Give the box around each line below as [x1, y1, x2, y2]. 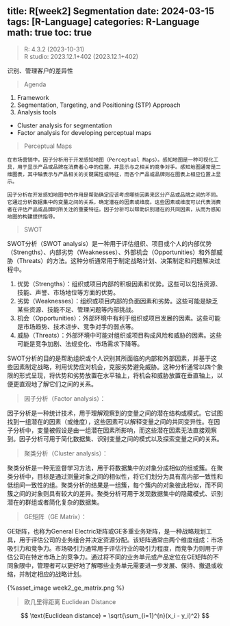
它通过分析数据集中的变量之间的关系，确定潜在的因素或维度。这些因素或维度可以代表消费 [7, 199, 221, 205]
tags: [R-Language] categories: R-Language [7, 16, 200, 28]
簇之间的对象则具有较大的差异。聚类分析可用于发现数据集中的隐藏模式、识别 [7, 489, 223, 497]
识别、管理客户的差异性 [7, 66, 73, 75]
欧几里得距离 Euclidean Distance [23, 597, 116, 605]
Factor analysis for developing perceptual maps [16, 128, 152, 136]
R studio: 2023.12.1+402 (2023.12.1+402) [23, 52, 139, 60]
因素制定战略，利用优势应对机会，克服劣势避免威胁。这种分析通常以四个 [12, 362, 217, 371]
